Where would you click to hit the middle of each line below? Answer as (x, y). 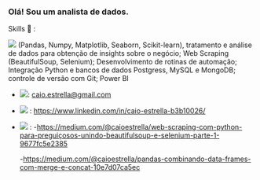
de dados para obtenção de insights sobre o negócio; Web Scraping (119, 53)
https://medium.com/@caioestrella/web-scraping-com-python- (139, 127)
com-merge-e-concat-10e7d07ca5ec (80, 167)
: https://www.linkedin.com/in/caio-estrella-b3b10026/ (117, 111)
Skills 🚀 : (22, 29)
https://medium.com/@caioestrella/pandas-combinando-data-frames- (137, 159)
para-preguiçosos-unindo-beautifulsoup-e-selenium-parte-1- (119, 135)
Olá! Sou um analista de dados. (69, 12)
